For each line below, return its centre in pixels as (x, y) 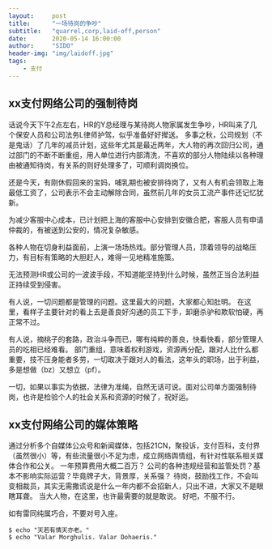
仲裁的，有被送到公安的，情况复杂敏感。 (76, 230)
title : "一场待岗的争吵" (55, 23)
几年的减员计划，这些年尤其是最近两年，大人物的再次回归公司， (150, 145)
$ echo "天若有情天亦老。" (49, 530)
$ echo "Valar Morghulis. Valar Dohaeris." (83, 538)
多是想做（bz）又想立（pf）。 (57, 369)
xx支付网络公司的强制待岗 (73, 103)
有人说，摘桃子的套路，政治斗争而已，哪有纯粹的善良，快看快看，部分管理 (132, 339)
